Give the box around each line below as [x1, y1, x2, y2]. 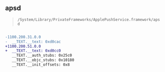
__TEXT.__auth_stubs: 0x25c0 [11, 53, 72, 58]
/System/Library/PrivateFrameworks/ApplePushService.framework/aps [17, 17, 160, 22]
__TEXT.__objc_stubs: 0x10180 [11, 58, 75, 63]
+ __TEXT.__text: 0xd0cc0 [5, 48, 61, 54]
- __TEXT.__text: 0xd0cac [5, 39, 61, 44]
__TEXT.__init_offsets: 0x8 [11, 62, 70, 68]
